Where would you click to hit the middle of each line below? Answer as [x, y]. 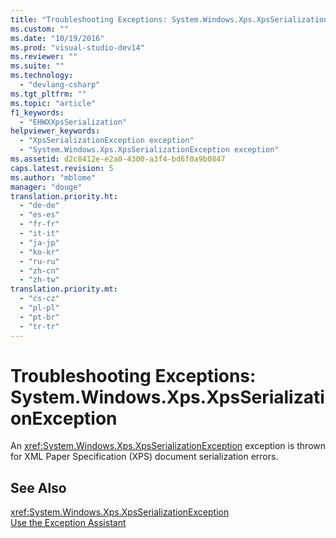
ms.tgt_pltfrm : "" [48, 94]
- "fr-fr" [39, 224]
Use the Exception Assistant [68, 523]
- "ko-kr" [39, 252]
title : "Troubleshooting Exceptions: [89, 19]
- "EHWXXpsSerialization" [73, 122]
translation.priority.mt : [64, 289]
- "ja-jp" [39, 242]
